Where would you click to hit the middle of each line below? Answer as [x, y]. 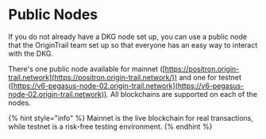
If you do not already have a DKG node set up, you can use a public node [128, 37]
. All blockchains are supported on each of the [182, 94]
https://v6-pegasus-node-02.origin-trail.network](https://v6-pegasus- [129, 86]
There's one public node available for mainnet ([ [87, 68]
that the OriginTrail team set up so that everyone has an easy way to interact [133, 44]
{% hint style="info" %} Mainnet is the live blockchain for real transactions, [131, 118]
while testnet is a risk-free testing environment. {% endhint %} [110, 126]
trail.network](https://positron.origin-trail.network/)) [93, 77]
